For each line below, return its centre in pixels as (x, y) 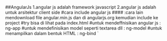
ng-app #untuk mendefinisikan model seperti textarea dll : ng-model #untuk (83, 28)
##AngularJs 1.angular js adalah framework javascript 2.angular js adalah (81, 7)
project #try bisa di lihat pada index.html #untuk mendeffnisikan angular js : (83, 23)
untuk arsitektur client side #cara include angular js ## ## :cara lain (74, 12)
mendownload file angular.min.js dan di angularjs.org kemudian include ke (82, 18)
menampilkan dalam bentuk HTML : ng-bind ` (52, 33)
